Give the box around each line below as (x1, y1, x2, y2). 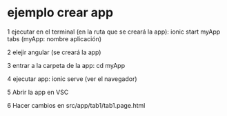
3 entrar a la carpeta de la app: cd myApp (7, 61, 126, 69)
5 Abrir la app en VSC (7, 88, 69, 96)
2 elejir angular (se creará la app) (7, 48, 101, 56)
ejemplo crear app (7, 5, 114, 21)
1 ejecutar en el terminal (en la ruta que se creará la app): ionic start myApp (7, 27, 221, 36)
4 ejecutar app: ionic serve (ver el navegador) (7, 74, 137, 83)
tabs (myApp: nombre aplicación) (7, 34, 102, 43)
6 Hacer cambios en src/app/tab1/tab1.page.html (7, 101, 146, 109)
